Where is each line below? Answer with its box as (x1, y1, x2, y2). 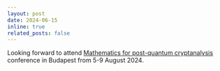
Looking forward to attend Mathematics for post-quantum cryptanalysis (7, 49, 214, 57)
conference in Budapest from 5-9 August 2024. (7, 56, 145, 65)
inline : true (7, 23, 45, 30)
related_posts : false (7, 29, 71, 37)
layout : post (7, 10, 45, 17)
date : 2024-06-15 (7, 17, 58, 24)
